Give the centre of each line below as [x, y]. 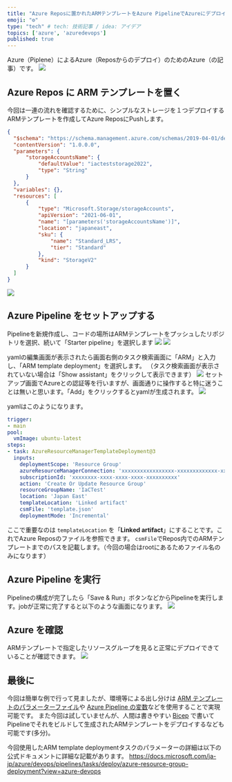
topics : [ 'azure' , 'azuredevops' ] [57, 33]
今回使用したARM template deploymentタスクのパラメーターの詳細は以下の [115, 747]
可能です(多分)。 [31, 733]
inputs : [25, 458]
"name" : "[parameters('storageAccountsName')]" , [109, 222]
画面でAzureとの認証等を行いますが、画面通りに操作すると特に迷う [121, 383]
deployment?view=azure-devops [54, 772]
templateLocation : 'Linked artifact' [74, 503]
